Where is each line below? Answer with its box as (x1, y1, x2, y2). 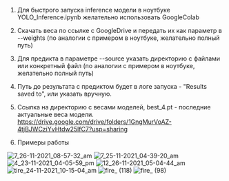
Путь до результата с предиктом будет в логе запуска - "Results (17, 83, 207, 90)
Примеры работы (17, 138, 70, 147)
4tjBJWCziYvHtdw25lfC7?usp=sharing (17, 125, 128, 133)
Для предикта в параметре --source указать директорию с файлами (17, 54, 221, 63)
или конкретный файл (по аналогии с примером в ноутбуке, (17, 62, 195, 70)
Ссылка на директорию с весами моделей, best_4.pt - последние (17, 103, 211, 111)
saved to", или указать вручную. (17, 89, 112, 98)
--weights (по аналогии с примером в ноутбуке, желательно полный (17, 34, 220, 42)
